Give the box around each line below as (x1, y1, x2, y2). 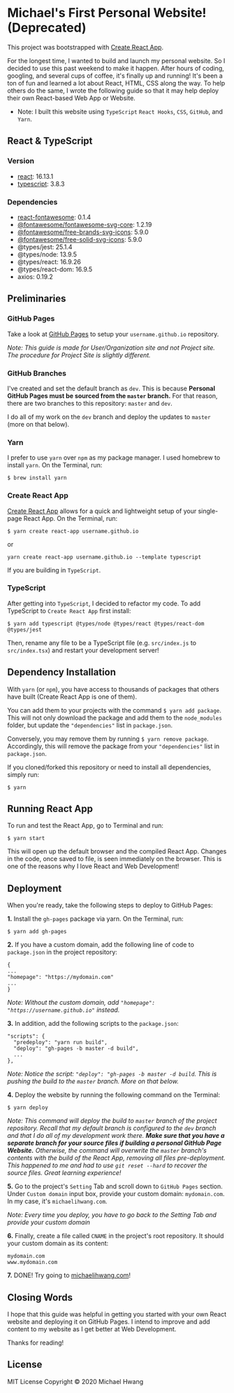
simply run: (7, 770, 40, 778)
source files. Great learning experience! (7, 1169, 122, 1177)
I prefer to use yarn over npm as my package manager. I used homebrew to (7, 453, 221, 462)
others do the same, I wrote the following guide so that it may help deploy (7, 86, 219, 95)
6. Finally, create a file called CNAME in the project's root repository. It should (7, 1232, 224, 1240)
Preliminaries (7, 293, 66, 305)
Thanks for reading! (7, 1338, 64, 1347)
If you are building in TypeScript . (7, 565, 101, 574)
